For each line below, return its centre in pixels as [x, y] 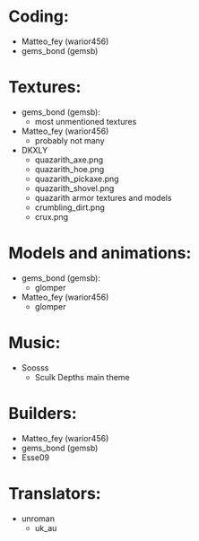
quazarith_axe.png [69, 160]
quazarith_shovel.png [74, 188]
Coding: [39, 17]
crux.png [52, 216]
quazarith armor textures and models [103, 197]
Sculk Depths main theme [82, 377]
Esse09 [35, 457]
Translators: [55, 493]
